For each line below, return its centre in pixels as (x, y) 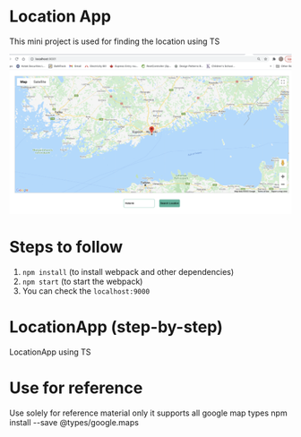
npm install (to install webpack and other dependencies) (128, 271)
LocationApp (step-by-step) (116, 327)
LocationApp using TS (50, 352)
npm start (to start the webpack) (82, 281)
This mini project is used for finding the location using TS (115, 41)
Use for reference (76, 388)
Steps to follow (66, 247)
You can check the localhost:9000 (86, 291)
